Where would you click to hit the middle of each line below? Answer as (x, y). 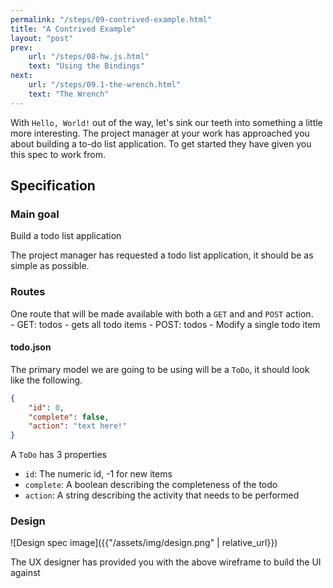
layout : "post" (42, 38)
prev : (21, 47)
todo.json (31, 347)
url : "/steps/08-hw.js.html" (89, 57)
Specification (53, 186)
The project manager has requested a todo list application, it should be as (162, 255)
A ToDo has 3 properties (58, 455)
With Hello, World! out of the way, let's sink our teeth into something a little (166, 122)
